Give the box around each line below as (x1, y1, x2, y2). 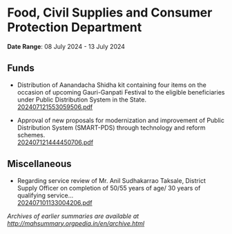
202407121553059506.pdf (17, 102, 93, 111)
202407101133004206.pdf (17, 198, 93, 206)
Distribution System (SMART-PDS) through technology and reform (17, 123, 206, 132)
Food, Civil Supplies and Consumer (7, 5, 213, 21)
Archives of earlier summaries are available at (7, 212, 139, 220)
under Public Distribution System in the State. (17, 95, 147, 104)
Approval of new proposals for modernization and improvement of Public (17, 116, 224, 124)
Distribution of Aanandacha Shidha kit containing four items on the (17, 81, 207, 89)
